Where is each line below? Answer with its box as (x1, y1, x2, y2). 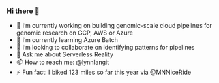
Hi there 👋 (6, 6, 40, 16)
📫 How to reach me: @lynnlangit (16, 58, 110, 67)
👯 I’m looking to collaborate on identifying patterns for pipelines (16, 44, 195, 52)
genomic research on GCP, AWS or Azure (16, 29, 134, 37)
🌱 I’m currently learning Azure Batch (16, 36, 119, 44)
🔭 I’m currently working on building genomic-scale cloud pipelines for (16, 22, 212, 30)
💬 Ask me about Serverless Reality (16, 50, 114, 59)
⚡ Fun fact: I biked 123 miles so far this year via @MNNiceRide (16, 68, 192, 77)
